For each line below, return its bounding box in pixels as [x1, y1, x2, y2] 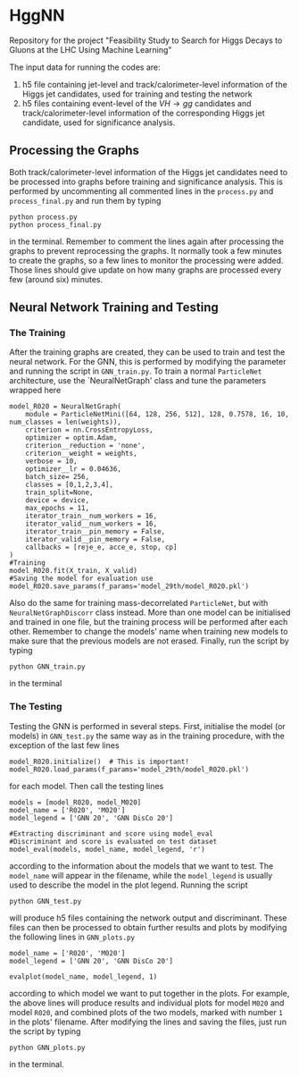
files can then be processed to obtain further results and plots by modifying [9, 921, 287, 932]
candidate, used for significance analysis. [21, 117, 176, 128]
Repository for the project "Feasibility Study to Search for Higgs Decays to [9, 35, 283, 46]
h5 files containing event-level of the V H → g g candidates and [21, 97, 252, 108]
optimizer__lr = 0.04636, [25, 465, 122, 474]
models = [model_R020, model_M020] [9, 797, 142, 807]
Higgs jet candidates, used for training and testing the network [21, 88, 253, 99]
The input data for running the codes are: [9, 62, 161, 72]
